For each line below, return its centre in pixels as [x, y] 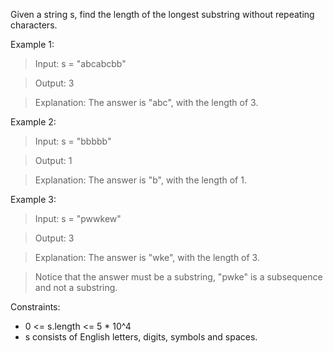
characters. [34, 25]
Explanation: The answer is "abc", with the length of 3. [146, 102]
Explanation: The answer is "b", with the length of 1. [140, 180]
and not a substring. [76, 287]
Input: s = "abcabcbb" [80, 63]
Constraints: [35, 307]
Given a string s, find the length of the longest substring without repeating [162, 14]
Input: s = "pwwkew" [78, 218]
